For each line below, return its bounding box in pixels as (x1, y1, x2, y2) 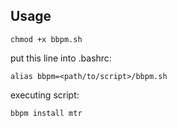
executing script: (10, 89, 80, 101)
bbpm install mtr (10, 108, 83, 118)
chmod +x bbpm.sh (10, 34, 83, 44)
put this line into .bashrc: (10, 52, 112, 64)
